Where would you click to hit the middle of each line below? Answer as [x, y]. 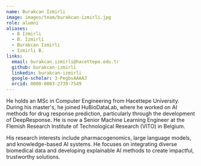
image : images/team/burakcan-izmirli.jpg [59, 17]
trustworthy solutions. [33, 157]
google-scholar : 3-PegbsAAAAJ [49, 78]
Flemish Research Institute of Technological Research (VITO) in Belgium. [96, 126]
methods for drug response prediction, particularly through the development [100, 113]
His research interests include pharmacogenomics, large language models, [99, 138]
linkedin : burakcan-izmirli [47, 73]
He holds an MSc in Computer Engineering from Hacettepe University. [93, 101]
